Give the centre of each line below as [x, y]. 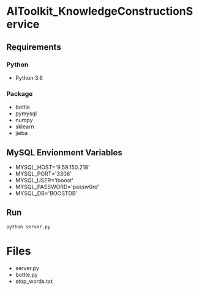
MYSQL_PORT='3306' [43, 174]
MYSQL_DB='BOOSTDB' [46, 193]
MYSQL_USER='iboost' [44, 180]
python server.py [28, 227]
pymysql [26, 114]
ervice [23, 24]
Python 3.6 [29, 77]
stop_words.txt [34, 281]
